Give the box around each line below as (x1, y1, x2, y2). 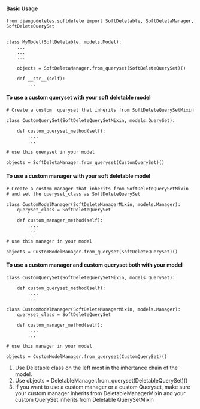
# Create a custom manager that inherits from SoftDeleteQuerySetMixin (6, 186, 189, 192)
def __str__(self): (17, 76, 66, 82)
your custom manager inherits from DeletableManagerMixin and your (14, 389, 186, 396)
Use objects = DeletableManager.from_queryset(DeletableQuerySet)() (14, 377, 188, 384)
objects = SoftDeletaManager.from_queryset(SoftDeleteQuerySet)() (17, 65, 186, 71)
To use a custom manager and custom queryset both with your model (6, 261, 183, 268)
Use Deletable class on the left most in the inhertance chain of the (14, 364, 178, 371)
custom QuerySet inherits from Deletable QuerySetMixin (14, 396, 154, 403)
